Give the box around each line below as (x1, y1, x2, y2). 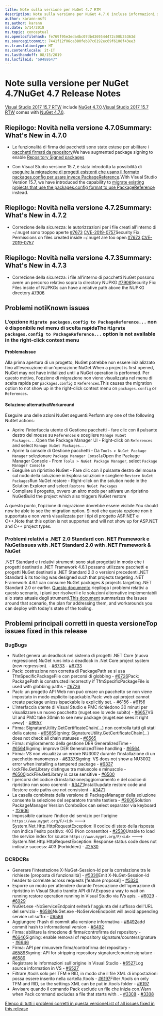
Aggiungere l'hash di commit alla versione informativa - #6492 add (12, 919, 145, 925)
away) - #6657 (12, 720, 42, 726)
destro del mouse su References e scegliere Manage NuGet (12, 432, 127, 438)
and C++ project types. (5, 523, 52, 529)
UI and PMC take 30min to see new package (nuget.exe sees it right (12, 714, 148, 720)
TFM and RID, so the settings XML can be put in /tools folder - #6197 (12, 980, 149, 986)
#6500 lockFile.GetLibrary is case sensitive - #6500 (12, 771, 115, 777)
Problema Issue (5, 349, 36, 355)
